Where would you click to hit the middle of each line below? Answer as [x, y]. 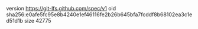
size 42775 [38, 21]
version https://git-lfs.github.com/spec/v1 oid [61, 8]
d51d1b [15, 21]
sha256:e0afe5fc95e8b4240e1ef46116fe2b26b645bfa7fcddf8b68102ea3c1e [99, 14]
